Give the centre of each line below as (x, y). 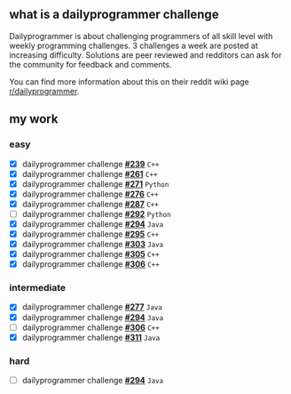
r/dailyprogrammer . (44, 91)
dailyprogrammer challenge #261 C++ (90, 173)
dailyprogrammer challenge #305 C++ (90, 254)
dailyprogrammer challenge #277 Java (92, 307)
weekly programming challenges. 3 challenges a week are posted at (134, 45)
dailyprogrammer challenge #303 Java (93, 244)
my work (34, 119)
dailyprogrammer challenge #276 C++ (90, 194)
